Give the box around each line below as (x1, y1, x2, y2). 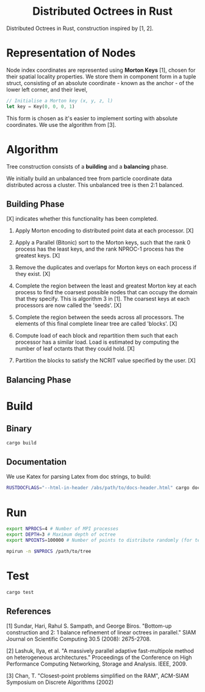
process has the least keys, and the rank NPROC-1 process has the (15, 245, 184, 253)
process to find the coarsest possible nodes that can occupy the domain (15, 289, 198, 296)
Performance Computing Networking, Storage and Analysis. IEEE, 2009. (6, 660, 187, 667)
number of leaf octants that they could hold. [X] (15, 345, 135, 352)
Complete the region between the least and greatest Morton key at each (15, 282, 197, 289)
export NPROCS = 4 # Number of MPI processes (6, 526, 119, 532)
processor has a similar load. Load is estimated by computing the (15, 338, 179, 346)
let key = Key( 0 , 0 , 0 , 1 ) (6, 103, 75, 110)
